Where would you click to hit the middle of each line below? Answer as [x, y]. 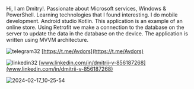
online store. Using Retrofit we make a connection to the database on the [96, 27]
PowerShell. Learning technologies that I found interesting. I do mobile [92, 15]
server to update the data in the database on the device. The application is [97, 34]
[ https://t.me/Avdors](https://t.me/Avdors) [93, 51]
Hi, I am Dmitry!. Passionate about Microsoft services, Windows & [86, 9]
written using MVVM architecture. [47, 40]
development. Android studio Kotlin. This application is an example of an [94, 21]
